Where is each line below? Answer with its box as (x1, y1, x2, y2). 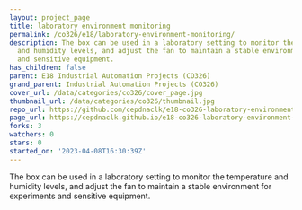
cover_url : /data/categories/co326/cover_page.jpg (9, 88, 203, 97)
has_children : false (9, 64, 87, 73)
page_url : (9, 113, 47, 122)
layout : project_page (9, 13, 91, 22)
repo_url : (9, 105, 47, 114)
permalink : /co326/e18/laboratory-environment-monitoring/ (9, 30, 235, 39)
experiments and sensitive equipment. (9, 190, 151, 201)
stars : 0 (9, 138, 42, 147)
